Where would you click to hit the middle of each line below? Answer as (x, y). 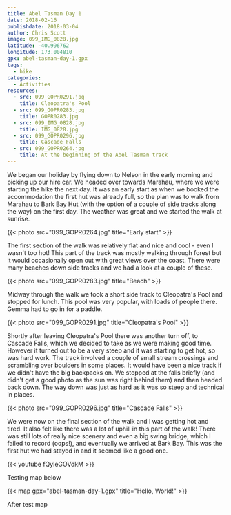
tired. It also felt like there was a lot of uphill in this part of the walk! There (111, 429)
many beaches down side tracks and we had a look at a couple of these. (110, 268)
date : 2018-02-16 (32, 20)
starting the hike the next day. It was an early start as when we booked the (113, 189)
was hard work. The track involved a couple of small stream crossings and (113, 357)
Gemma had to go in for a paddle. (55, 309)
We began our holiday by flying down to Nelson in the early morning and (110, 174)
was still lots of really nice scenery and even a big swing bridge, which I (109, 436)
